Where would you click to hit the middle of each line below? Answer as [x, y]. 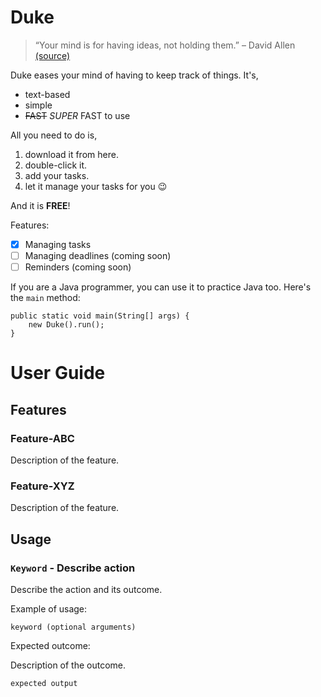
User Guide [58, 373]
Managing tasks [58, 244]
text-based [47, 94]
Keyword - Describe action [73, 568]
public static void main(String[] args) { [100, 316]
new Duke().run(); [66, 325]
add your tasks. [57, 175]
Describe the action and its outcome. [86, 589]
